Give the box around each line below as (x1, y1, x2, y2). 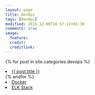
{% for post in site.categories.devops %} (5, 58, 90, 64)
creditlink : (10, 45, 35, 50)
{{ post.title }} (12, 68, 40, 74)
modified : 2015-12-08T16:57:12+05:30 (5, 21, 85, 27)
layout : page (5, 7, 33, 13)
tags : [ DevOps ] (5, 17, 37, 22)
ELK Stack (12, 84, 33, 90)
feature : (10, 36, 28, 41)
